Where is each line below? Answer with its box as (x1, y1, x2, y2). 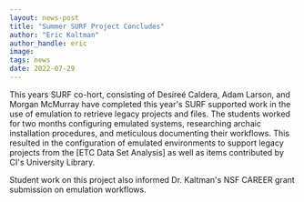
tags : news (9, 56, 51, 65)
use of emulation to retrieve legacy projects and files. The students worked (9, 108, 291, 119)
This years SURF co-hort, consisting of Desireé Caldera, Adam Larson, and (9, 88, 291, 100)
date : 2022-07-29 (9, 65, 76, 74)
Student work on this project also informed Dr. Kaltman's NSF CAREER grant (9, 174, 296, 185)
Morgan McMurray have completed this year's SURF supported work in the (9, 98, 291, 109)
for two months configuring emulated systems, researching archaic (9, 117, 262, 128)
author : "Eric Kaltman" (9, 30, 100, 39)
